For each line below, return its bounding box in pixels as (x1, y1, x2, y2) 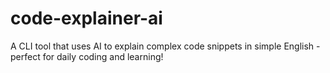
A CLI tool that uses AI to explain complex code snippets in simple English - (10, 40, 321, 52)
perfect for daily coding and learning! (10, 50, 164, 62)
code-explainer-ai (10, 7, 163, 30)
